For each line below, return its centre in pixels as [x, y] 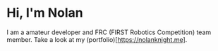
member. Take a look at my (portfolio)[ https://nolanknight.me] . [97, 39]
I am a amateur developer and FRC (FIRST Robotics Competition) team [109, 32]
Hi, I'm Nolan [45, 13]
